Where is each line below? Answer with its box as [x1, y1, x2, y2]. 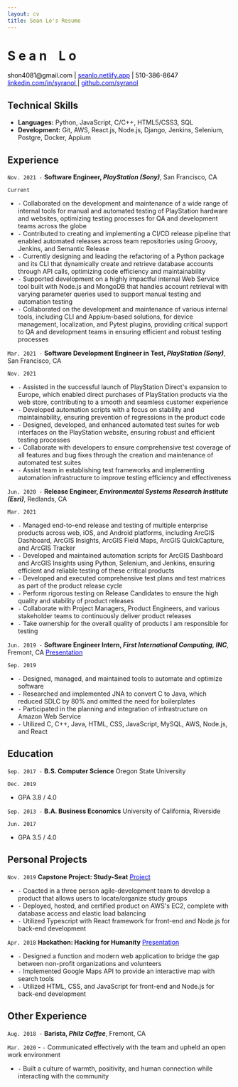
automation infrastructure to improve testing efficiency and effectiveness [17, 474, 232, 482]
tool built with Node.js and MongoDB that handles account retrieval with [17, 282, 229, 291]
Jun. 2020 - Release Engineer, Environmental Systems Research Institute [7, 487, 229, 496]
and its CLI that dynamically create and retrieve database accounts [17, 260, 214, 268]
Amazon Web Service [17, 712, 82, 721]
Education [7, 748, 54, 760]
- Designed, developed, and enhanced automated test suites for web [17, 420, 220, 429]
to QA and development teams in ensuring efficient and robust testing [17, 328, 222, 336]
